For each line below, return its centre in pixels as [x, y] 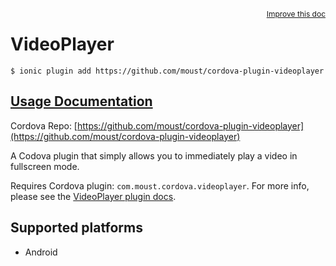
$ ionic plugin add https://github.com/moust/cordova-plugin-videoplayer [167, 71]
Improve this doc [296, 14]
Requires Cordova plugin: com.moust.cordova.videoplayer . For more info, [160, 185]
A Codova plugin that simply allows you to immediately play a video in [154, 155]
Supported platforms [76, 228]
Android [41, 252]
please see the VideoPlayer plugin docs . [93, 196]
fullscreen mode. [45, 166]
